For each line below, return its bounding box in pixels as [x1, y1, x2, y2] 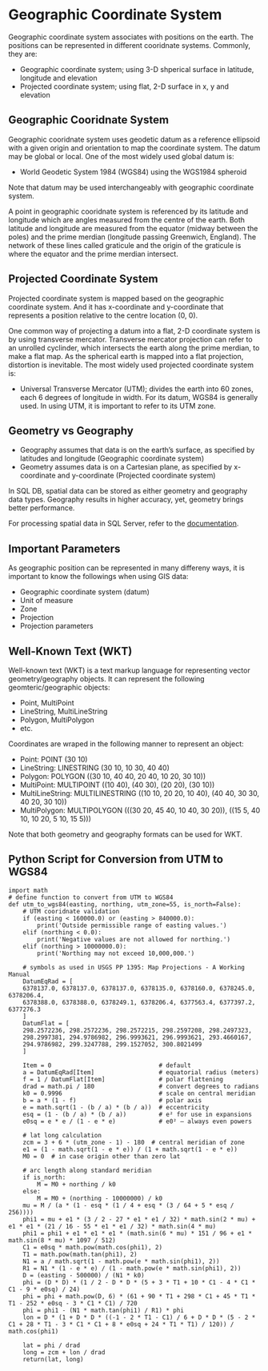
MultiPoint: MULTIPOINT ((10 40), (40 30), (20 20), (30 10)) [19, 780, 215, 789]
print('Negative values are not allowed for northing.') [37, 935, 230, 943]
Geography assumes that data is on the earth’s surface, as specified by [19, 446, 255, 455]
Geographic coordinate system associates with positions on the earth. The [8, 32, 254, 42]
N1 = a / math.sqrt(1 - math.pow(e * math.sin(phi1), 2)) [22, 1257, 220, 1265]
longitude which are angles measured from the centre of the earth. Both [8, 214, 246, 225]
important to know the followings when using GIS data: [8, 572, 189, 582]
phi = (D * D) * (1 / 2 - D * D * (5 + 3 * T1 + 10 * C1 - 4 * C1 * [22, 1278, 256, 1286]
